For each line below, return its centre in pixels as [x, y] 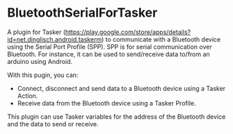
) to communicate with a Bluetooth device [161, 39]
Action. [27, 96]
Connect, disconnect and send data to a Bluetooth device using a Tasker [121, 88]
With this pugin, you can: [43, 75]
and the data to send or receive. [53, 124]
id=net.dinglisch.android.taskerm [55, 39]
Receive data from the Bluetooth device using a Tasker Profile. [106, 103]
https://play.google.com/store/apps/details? [128, 32]
